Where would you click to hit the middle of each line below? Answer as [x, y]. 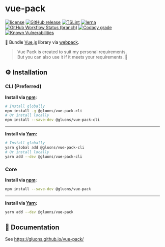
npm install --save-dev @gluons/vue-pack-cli [52, 120]
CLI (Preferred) [23, 87]
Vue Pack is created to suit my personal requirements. [72, 52]
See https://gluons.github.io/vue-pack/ [44, 239]
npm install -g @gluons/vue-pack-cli [44, 111]
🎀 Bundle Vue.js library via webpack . [42, 42]
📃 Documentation [32, 228]
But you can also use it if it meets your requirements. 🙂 [72, 57]
